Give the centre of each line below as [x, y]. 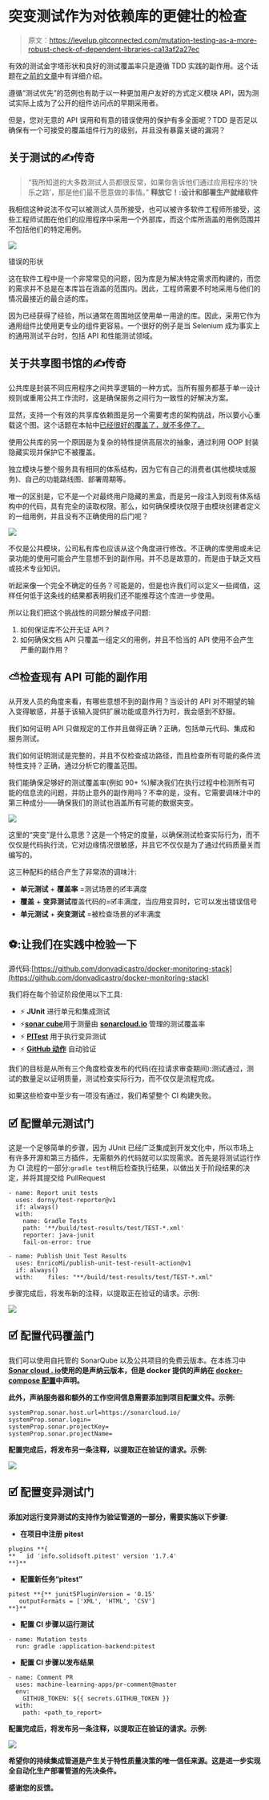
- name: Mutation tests [48, 1639]
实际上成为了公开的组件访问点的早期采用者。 [88, 103]
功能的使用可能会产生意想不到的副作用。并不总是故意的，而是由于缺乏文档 [138, 558]
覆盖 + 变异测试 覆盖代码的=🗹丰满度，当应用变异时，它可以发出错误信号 [139, 902]
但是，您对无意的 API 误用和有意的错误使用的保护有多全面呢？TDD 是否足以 [133, 120]
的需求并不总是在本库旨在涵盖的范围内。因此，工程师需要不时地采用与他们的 [134, 288]
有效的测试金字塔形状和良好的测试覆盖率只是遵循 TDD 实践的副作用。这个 [130, 66]
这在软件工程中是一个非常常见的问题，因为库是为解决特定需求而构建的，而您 [134, 278]
